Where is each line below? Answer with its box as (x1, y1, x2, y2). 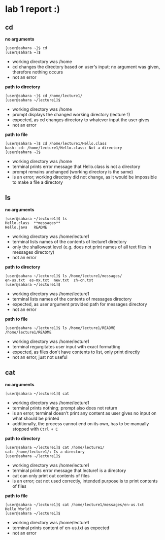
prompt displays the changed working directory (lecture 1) (12, 112, 131, 117)
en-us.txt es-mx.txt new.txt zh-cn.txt (5, 277, 94, 283)
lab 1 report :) (5, 3, 60, 15)
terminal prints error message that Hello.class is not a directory (12, 164, 140, 169)
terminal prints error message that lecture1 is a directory (12, 467, 127, 473)
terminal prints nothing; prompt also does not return (12, 405, 118, 411)
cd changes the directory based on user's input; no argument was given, (12, 64, 160, 69)
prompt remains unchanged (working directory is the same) (12, 169, 133, 174)
